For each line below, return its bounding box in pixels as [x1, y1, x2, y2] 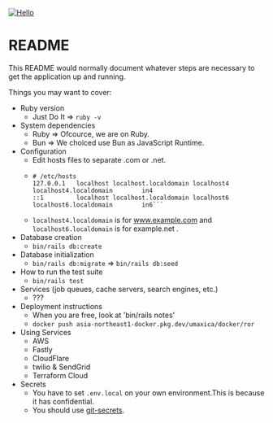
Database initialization [19, 249, 95, 259]
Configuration [19, 146, 67, 156]
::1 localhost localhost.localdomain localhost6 [32, 194, 230, 202]
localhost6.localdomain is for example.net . [32, 224, 179, 233]
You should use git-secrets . [32, 405, 125, 415]
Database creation [19, 232, 83, 242]
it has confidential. [32, 396, 95, 406]
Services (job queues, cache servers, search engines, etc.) [19, 284, 219, 294]
